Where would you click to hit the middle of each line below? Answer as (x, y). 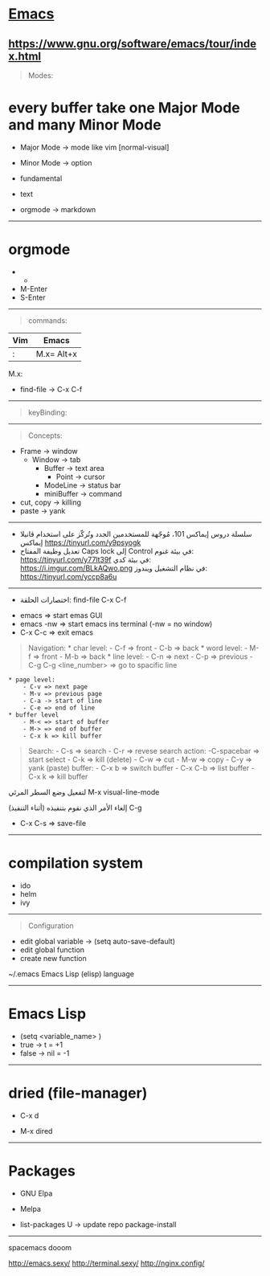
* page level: (32, 680)
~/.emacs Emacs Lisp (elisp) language (72, 974)
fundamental (41, 178)
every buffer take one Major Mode (124, 108)
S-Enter (33, 297)
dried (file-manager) (78, 1093)
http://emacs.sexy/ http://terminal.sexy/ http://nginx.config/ (106, 1263)
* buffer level (34, 715)
